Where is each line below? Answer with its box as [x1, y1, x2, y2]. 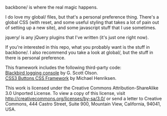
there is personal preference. [5, 55, 66, 61]
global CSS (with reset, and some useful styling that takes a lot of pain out [5, 20, 159, 25]
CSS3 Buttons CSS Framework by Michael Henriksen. [5, 75, 117, 81]
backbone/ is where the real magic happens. [5, 5, 98, 10]
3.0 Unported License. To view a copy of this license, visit [5, 90, 125, 96]
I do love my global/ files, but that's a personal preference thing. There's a [5, 14, 159, 20]
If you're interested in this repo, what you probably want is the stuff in [5, 44, 150, 50]
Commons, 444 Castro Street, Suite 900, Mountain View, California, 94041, [5, 101, 161, 107]
